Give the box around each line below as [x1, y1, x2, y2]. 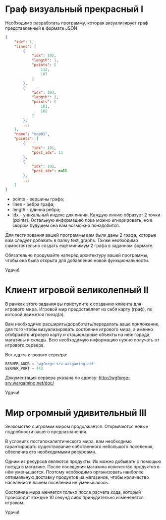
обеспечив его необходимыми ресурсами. [5, 449, 97, 455]
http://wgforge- [98, 375, 130, 381]
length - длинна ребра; [12, 206, 61, 212]
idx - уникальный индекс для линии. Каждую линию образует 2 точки [12, 212, 161, 218]
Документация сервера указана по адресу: [5, 375, 98, 381]
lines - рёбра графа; [12, 201, 55, 207]
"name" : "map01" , [14, 131, 50, 137]
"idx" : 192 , [31, 53, 56, 58]
